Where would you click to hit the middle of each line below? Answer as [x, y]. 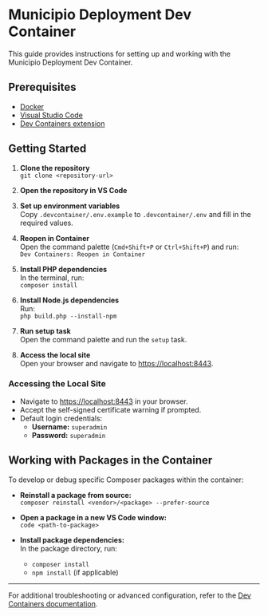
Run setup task [45, 331]
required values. [46, 223]
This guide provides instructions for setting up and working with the [120, 53]
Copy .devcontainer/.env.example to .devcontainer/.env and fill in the [135, 214]
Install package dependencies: [72, 539]
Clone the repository [55, 168]
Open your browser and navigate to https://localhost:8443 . [116, 363]
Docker [32, 106]
